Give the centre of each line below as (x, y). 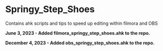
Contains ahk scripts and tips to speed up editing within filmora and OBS (81, 23)
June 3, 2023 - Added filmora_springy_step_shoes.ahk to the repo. (78, 33)
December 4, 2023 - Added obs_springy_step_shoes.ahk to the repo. (80, 43)
